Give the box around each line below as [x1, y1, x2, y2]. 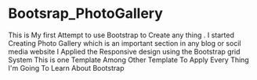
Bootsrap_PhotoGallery [8, 5, 163, 23]
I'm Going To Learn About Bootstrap [8, 63, 125, 72]
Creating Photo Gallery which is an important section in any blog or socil [8, 38, 241, 47]
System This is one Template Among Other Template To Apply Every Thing [8, 55, 249, 64]
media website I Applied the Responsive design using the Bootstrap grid [8, 47, 241, 56]
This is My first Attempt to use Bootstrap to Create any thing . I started [8, 30, 235, 40]
